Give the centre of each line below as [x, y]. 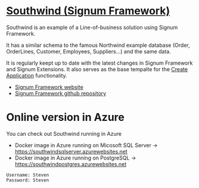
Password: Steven [28, 180]
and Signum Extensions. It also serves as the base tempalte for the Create [97, 69]
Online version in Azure [66, 117]
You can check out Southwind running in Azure [64, 133]
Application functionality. [37, 75]
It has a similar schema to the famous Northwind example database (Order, [98, 45]
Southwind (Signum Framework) [88, 11]
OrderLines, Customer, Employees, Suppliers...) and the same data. [88, 51]
